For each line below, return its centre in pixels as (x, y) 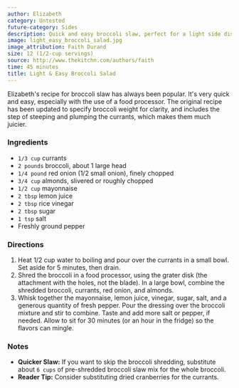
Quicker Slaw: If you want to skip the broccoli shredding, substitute (117, 362)
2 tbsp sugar (37, 211)
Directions (26, 244)
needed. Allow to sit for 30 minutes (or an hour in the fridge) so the (116, 320)
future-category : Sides (43, 27)
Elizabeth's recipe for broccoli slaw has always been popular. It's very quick (118, 94)
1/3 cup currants (42, 158)
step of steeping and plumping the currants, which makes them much (109, 116)
